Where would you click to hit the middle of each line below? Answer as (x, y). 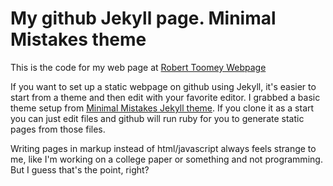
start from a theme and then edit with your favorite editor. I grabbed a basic (165, 97)
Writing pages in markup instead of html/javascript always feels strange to (163, 148)
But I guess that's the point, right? (80, 169)
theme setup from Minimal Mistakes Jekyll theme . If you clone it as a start (162, 108)
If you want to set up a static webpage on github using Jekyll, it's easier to (163, 86)
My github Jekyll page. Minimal (143, 18)
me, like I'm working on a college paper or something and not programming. (166, 159)
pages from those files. (58, 129)
